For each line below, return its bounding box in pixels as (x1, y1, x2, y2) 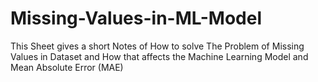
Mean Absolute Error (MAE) (10, 61, 124, 73)
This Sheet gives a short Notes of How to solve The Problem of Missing (10, 40, 305, 52)
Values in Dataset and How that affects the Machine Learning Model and (10, 50, 309, 62)
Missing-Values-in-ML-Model (10, 7, 263, 30)
